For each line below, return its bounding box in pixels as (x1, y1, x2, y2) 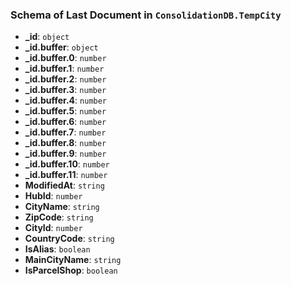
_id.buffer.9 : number (24, 148, 107, 160)
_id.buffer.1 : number (24, 63, 105, 75)
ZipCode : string (24, 211, 94, 223)
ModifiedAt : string (24, 179, 105, 192)
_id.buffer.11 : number (24, 169, 108, 181)
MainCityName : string (24, 254, 122, 266)
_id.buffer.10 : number (24, 158, 110, 170)
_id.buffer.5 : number (24, 105, 107, 117)
